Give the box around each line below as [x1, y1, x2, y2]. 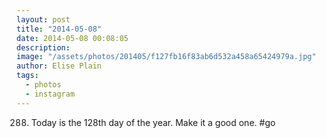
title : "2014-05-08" [16, 24, 103, 34]
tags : [16, 71, 39, 81]
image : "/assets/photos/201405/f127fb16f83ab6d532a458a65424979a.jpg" [16, 52, 317, 62]
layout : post [16, 14, 71, 25]
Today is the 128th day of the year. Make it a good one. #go [30, 116, 276, 128]
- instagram [25, 89, 76, 99]
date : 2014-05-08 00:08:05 [16, 33, 129, 43]
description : [16, 42, 71, 53]
